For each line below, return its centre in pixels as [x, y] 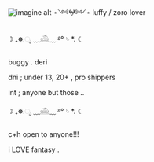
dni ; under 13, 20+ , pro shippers [62, 77]
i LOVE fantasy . [34, 149]
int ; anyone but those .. [46, 92]
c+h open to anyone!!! [44, 134]
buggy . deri [28, 62]
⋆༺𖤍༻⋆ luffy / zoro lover [99, 12]
